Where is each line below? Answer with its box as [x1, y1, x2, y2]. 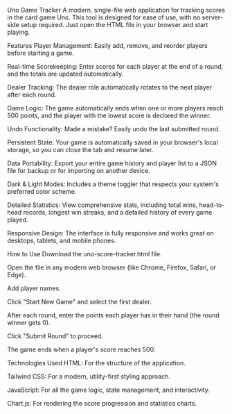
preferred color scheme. [7, 188, 77, 195]
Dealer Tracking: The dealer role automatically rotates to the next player [7, 83, 213, 91]
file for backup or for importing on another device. [7, 167, 150, 174]
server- [202, 13, 223, 22]
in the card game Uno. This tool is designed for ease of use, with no [7, 13, 201, 22]
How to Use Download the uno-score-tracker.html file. [7, 250, 162, 258]
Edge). [7, 271, 26, 279]
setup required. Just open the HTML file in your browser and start [20, 21, 208, 28]
